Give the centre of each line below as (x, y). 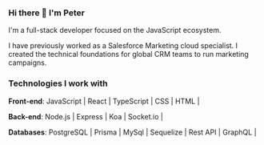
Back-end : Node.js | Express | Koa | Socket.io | (86, 116)
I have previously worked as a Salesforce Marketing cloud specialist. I (123, 46)
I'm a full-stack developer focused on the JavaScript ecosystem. (115, 30)
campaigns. (28, 62)
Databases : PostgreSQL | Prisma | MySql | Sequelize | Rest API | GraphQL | (133, 132)
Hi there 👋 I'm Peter (47, 13)
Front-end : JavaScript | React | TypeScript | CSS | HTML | (104, 101)
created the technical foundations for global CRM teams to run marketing (129, 54)
